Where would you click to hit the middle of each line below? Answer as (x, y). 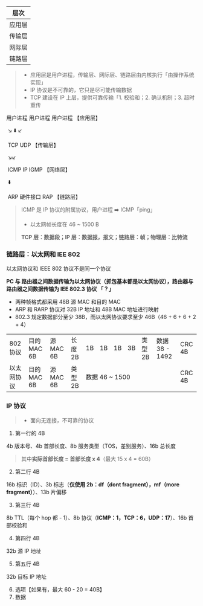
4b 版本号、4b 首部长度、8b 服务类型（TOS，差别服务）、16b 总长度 (91, 446)
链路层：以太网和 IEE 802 (43, 254)
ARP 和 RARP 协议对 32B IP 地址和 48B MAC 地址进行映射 (87, 309)
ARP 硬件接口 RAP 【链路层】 (44, 197)
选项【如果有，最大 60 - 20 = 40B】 (60, 589)
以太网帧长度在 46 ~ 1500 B (65, 224)
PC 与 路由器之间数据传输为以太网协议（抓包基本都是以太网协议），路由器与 (100, 282)
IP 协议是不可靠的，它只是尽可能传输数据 (81, 90)
